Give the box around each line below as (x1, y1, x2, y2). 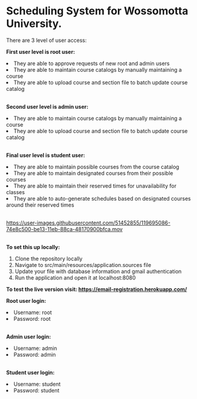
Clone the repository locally (14, 255, 83, 262)
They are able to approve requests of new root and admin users (14, 60, 170, 67)
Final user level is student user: (6, 151, 85, 159)
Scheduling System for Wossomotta (6, 4, 189, 18)
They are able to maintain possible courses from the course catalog (14, 163, 180, 170)
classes (6, 188, 25, 195)
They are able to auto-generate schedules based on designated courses (14, 195, 192, 202)
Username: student (14, 380, 61, 388)
